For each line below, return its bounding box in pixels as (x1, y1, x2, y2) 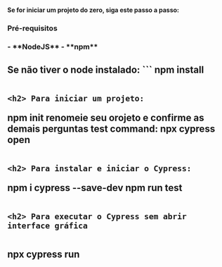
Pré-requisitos (7, 23, 58, 33)
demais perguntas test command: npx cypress (7, 123, 216, 135)
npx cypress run (7, 248, 80, 260)
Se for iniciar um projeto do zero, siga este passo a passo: (7, 6, 179, 14)
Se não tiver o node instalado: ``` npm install (7, 63, 204, 75)
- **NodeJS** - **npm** (7, 42, 98, 52)
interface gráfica (7, 221, 88, 230)
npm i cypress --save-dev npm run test (7, 182, 183, 194)
